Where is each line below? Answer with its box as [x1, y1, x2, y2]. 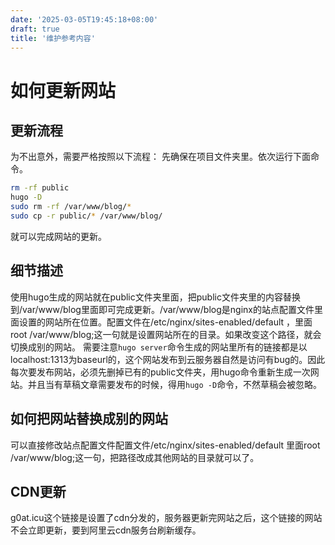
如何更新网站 [10, 79, 117, 102]
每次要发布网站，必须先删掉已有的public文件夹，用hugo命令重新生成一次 [10, 366, 311, 378]
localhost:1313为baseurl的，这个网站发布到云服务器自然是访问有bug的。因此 [10, 353, 326, 365]
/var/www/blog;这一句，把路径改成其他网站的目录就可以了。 [10, 451, 260, 463]
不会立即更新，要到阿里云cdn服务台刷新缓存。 [10, 524, 202, 536]
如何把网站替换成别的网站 [10, 411, 168, 428]
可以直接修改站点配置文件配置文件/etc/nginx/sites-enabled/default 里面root [10, 439, 321, 451]
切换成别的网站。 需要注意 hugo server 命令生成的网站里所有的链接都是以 [10, 341, 308, 353]
